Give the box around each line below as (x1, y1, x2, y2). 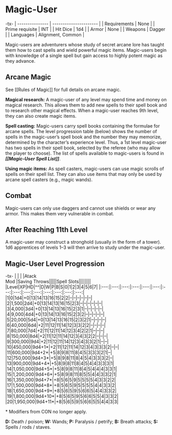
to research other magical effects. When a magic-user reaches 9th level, (5, 107, 159, 114)
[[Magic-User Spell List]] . (5, 155, 61, 161)
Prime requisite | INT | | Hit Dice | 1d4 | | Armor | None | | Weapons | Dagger (5, 26, 165, 32)
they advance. (5, 58, 36, 64)
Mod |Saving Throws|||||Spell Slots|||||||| (5, 279, 91, 285)
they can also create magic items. (5, 113, 77, 119)
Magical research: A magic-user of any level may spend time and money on (5, 96, 167, 102)
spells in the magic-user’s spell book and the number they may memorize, (5, 134, 162, 140)
